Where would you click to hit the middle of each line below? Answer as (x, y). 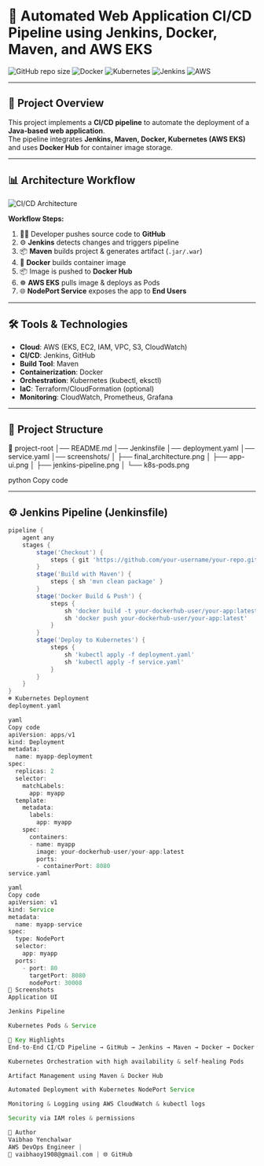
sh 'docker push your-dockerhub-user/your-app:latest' (156, 618)
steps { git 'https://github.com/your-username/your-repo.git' (156, 560)
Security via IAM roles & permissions (71, 1118)
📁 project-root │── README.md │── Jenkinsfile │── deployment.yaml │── (132, 448)
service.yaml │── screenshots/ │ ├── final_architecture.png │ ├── (118, 457)
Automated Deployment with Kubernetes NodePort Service (101, 1090)
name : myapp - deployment (54, 757)
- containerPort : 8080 (73, 866)
